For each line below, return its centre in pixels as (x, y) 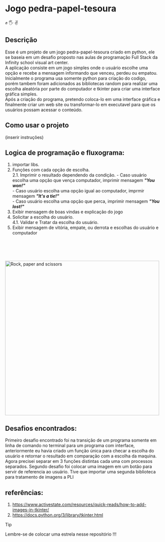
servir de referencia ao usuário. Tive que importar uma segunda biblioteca (81, 472)
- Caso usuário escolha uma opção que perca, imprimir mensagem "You (86, 201)
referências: (24, 493)
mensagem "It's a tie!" (36, 196)
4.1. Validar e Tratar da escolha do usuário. (55, 223)
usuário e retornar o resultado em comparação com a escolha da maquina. (81, 456)
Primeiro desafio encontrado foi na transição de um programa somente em (81, 440)
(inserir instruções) (24, 137)
